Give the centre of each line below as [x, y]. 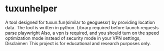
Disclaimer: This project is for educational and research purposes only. [78, 43]
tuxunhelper [31, 9]
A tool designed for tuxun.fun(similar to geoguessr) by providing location [80, 22]
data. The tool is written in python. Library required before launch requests [82, 27]
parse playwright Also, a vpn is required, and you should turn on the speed [82, 33]
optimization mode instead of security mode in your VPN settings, [73, 38]
